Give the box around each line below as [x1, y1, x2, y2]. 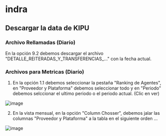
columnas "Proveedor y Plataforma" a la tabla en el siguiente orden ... [12, 115, 158, 122]
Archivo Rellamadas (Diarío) [5, 39, 76, 46]
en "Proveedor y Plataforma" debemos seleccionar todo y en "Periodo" [12, 85, 161, 92]
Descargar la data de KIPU [5, 24, 90, 32]
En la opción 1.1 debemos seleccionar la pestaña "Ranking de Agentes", [12, 80, 161, 86]
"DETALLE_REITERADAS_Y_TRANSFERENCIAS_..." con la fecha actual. [5, 56, 152, 62]
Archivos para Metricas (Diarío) [5, 68, 85, 75]
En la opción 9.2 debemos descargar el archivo [5, 50, 104, 56]
